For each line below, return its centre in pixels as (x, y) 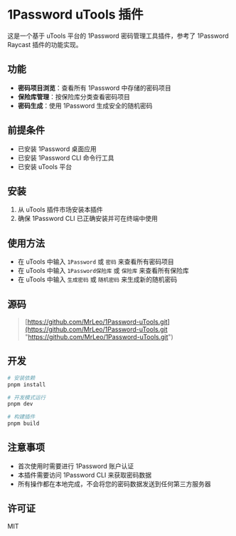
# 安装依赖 (21, 378)
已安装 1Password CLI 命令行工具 (66, 158)
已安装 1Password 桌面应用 (57, 149)
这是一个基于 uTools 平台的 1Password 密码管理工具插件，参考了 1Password (118, 36)
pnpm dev (20, 404)
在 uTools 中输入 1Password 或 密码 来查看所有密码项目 (96, 262)
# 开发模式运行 (27, 397)
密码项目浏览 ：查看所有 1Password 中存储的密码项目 (95, 88)
